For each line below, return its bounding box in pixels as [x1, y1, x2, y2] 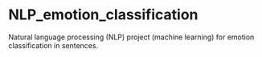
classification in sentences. [8, 40, 99, 50]
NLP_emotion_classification [8, 6, 199, 24]
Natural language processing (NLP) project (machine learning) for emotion [8, 32, 255, 42]
